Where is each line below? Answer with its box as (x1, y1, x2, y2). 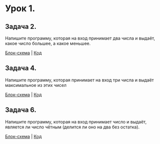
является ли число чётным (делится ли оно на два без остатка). (5, 124, 140, 130)
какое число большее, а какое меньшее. (5, 41, 91, 46)
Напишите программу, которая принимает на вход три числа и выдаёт (5, 77, 154, 83)
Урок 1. (5, 3, 35, 14)
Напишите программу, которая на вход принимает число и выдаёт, (5, 119, 147, 124)
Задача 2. (5, 22, 37, 31)
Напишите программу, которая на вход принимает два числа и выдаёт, (5, 35, 156, 41)
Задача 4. (5, 64, 37, 72)
